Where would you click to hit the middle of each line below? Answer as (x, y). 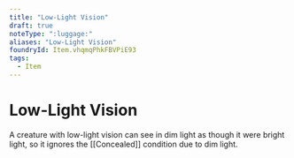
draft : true (31, 26)
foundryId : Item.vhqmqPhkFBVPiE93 (73, 50)
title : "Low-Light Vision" (59, 17)
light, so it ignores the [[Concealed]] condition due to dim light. (124, 144)
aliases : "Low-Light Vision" (63, 42)
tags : (19, 58)
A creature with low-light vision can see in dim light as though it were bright (147, 134)
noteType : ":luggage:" (51, 34)
